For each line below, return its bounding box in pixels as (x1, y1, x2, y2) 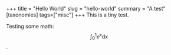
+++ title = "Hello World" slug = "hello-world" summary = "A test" (6, 5, 166, 12)
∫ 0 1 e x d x (90, 32, 108, 41)
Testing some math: (6, 23, 54, 30)
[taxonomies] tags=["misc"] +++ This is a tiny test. (6, 11, 129, 18)
